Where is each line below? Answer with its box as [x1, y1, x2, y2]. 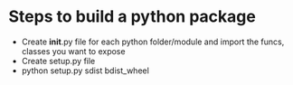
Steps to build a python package [8, 6, 257, 27]
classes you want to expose [21, 45, 126, 56]
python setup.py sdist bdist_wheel [21, 65, 150, 76]
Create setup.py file [21, 55, 96, 66]
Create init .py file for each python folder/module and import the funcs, [21, 36, 285, 47]
